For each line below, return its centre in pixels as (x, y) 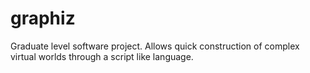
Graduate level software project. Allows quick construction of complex (155, 46)
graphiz (43, 18)
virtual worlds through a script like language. (102, 56)
